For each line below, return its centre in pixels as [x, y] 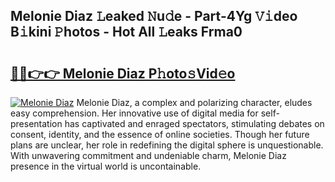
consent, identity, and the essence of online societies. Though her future [160, 134]
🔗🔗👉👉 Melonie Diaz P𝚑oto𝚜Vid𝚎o [123, 73]
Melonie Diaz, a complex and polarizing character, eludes [194, 102]
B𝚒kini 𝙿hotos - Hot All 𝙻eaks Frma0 [126, 32]
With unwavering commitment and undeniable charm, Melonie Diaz [148, 155]
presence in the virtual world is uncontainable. [106, 166]
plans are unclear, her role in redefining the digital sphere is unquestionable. [167, 145]
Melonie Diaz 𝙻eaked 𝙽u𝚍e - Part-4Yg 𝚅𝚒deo [154, 16]
